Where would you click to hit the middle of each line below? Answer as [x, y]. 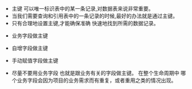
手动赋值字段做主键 [35, 61]
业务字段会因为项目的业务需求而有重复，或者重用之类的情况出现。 [97, 80]
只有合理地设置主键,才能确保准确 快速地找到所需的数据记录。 [85, 23]
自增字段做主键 [30, 48]
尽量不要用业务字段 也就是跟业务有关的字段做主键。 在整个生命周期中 [95, 73]
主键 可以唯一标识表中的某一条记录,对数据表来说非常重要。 [82, 8]
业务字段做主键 [30, 36]
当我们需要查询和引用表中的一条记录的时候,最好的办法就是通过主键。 [95, 16]
